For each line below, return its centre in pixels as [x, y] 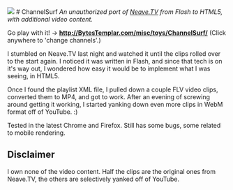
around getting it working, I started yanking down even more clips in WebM [115, 104]
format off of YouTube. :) [43, 112]
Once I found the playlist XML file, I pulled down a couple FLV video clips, [113, 89]
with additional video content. [50, 19]
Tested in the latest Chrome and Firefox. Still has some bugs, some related [114, 125]
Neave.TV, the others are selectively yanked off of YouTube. [93, 179]
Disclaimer [31, 155]
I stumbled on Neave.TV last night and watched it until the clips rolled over [114, 54]
